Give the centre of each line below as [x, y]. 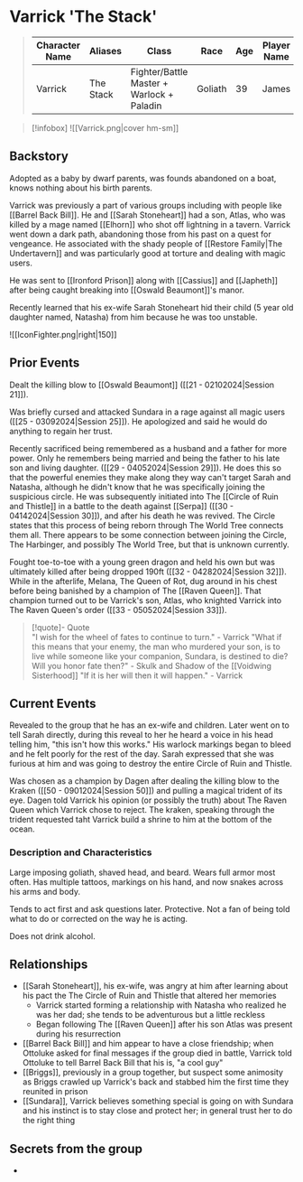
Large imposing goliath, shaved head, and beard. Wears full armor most [142, 872]
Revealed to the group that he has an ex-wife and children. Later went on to [150, 725]
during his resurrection [78, 1034]
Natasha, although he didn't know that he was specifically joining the [138, 487]
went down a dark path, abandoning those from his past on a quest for [141, 234]
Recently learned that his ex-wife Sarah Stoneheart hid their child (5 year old [151, 307]
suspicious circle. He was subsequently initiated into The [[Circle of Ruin [144, 496]
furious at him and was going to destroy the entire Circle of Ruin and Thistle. [151, 764]
